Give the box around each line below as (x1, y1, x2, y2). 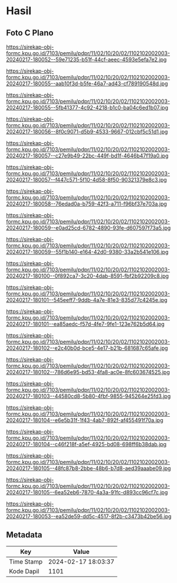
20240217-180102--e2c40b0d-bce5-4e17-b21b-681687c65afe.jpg (6, 344, 168, 352)
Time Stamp (9, 558, 43, 566)
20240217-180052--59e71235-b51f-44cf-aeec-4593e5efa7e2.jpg (6, 56, 167, 63)
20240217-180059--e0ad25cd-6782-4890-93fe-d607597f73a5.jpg (6, 224, 171, 231)
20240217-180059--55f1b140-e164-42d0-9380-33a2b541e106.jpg (6, 249, 169, 255)
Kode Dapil (9, 567, 40, 575)
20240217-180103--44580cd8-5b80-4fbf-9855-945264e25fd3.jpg (6, 392, 171, 400)
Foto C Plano (6, 28, 54, 38)
